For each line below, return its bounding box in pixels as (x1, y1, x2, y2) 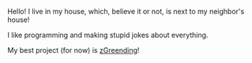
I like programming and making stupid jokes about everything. (7, 31, 209, 39)
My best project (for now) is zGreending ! (7, 46, 140, 54)
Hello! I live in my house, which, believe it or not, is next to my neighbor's (7, 7, 245, 16)
